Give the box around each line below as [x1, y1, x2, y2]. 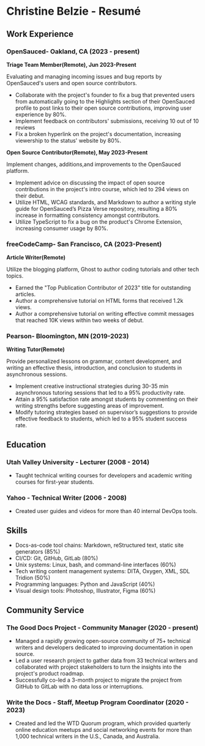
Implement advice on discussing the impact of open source [15, 179, 165, 186]
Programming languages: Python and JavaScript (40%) [15, 580, 155, 588]
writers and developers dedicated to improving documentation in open [15, 644, 193, 651]
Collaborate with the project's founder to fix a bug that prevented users [15, 91, 195, 99]
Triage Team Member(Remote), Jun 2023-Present [6, 61, 136, 68]
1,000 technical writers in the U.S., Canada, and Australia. [15, 733, 160, 740]
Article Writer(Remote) [6, 254, 66, 261]
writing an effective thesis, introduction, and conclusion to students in [6, 364, 182, 371]
